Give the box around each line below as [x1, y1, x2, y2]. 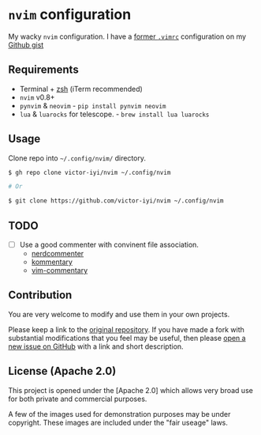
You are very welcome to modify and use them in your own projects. [8, 309, 230, 319]
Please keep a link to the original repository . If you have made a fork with [8, 324, 244, 334]
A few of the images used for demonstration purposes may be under [8, 409, 231, 418]
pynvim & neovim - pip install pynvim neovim [19, 100, 166, 110]
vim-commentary [31, 266, 88, 275]
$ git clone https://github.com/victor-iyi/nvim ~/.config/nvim [8, 197, 224, 205]
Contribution [8, 289, 73, 302]
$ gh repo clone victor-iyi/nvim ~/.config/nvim [8, 168, 171, 176]
